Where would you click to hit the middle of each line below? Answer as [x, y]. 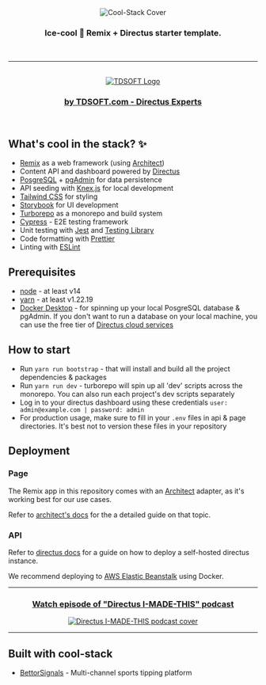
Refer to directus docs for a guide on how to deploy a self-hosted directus [129, 553]
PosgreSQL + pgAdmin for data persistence [91, 180]
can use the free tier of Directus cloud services [97, 325]
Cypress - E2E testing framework [74, 222]
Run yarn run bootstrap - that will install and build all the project [125, 369]
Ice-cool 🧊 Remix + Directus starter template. [133, 32]
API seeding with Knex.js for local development [97, 188]
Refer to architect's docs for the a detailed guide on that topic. [110, 515]
